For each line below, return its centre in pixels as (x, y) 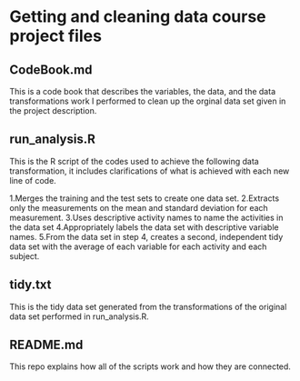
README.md (46, 345)
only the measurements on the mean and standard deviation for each (139, 207)
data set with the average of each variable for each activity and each (138, 246)
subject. (25, 256)
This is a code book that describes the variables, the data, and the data (142, 91)
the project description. (53, 110)
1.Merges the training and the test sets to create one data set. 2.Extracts (145, 198)
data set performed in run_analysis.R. (80, 316)
